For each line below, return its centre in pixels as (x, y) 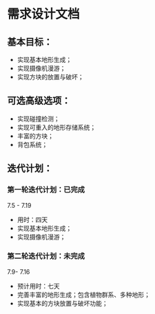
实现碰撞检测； (38, 119)
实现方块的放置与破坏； (50, 77)
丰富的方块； (35, 136)
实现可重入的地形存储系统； (56, 127)
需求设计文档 (44, 14)
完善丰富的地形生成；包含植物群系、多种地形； (83, 295)
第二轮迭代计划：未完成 (46, 256)
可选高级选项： (39, 101)
